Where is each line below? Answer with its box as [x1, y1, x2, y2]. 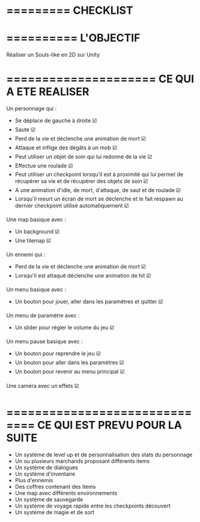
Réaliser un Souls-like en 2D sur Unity [6, 51, 100, 58]
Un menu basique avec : [6, 286, 67, 293]
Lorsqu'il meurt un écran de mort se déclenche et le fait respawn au [14, 195, 183, 202]
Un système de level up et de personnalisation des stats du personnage [14, 451, 193, 458]
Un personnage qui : [6, 105, 57, 112]
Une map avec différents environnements [14, 489, 118, 497]
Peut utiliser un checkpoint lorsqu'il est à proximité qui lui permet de [14, 171, 184, 178]
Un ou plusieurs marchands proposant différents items [14, 458, 150, 464]
